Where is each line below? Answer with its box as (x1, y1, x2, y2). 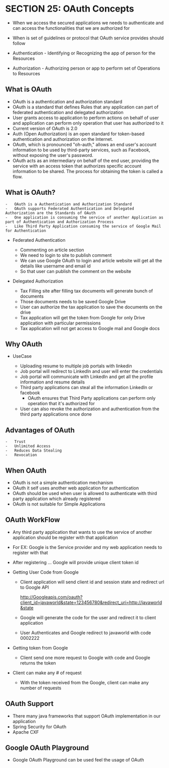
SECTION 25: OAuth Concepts (5, 3, 135, 15)
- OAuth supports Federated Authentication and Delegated (5, 206, 135, 211)
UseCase (12, 353, 32, 359)
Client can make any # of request (12, 670, 82, 676)
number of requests (20, 685, 62, 691)
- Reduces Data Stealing (5, 448, 62, 453)
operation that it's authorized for (27, 401, 95, 407)
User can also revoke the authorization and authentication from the (20, 406, 160, 412)
